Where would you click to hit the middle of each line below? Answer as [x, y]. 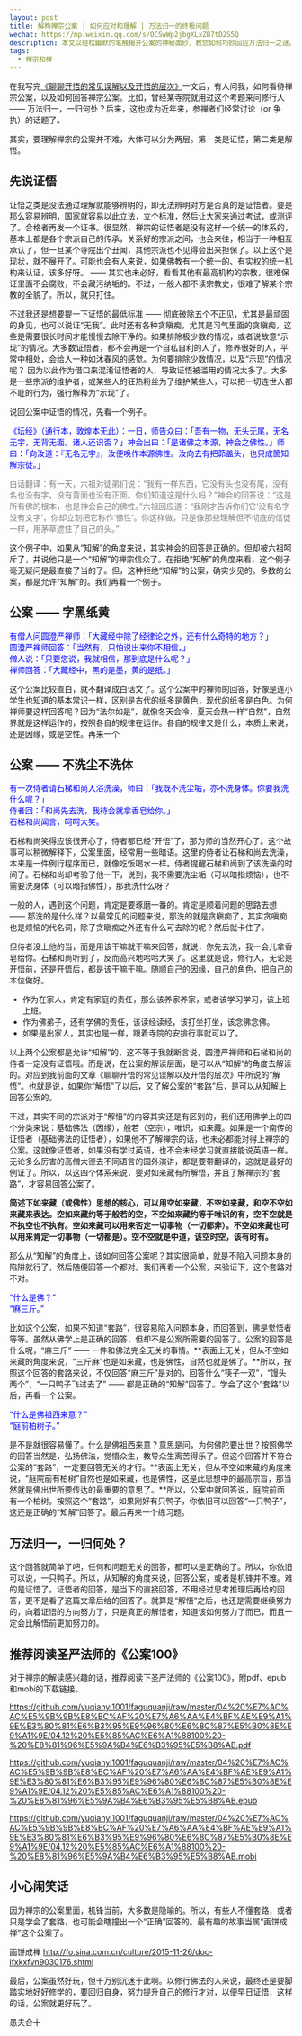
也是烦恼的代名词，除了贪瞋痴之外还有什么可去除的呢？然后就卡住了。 [139, 928]
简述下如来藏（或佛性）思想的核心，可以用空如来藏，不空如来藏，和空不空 [147, 1203]
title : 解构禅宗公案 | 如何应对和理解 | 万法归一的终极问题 [109, 26]
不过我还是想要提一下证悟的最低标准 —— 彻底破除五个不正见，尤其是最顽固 [149, 314]
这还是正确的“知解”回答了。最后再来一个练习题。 [100, 1512]
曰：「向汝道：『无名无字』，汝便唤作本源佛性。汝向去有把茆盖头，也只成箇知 [149, 453]
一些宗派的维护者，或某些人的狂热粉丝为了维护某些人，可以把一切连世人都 [155, 381]
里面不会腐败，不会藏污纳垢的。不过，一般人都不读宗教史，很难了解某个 [151, 283]
